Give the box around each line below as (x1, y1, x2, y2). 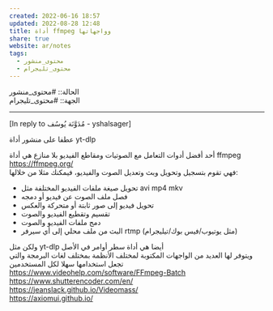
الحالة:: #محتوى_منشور (9, 87, 79, 96)
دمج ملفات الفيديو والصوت (20, 217, 101, 227)
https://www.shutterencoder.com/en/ (9, 276, 134, 286)
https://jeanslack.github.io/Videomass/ (9, 284, 139, 294)
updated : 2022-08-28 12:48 (9, 19, 100, 28)
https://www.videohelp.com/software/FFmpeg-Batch (9, 267, 186, 277)
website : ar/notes (9, 42, 71, 50)
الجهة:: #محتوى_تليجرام (9, 95, 80, 105)
